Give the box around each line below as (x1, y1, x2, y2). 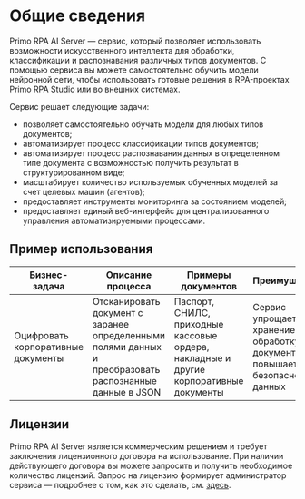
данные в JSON (92, 386, 162, 398)
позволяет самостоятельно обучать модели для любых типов (22, 119, 264, 130)
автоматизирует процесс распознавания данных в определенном (22, 147, 280, 159)
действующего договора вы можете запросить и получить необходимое (9, 460, 293, 471)
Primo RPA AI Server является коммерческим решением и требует (9, 441, 268, 452)
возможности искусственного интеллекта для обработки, (9, 44, 235, 55)
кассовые (173, 328, 218, 341)
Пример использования (9, 241, 153, 257)
